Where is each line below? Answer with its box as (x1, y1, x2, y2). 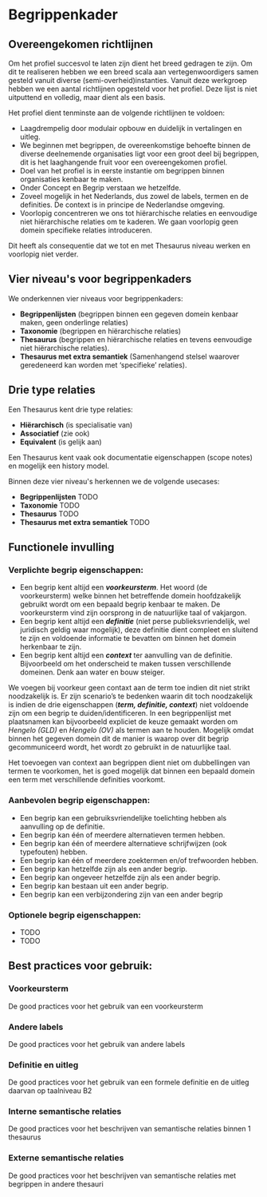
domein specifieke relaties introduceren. (19, 225, 153, 235)
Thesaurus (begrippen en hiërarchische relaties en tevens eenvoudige (19, 334, 253, 344)
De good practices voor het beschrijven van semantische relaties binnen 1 (8, 1124, 251, 1134)
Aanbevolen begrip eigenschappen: (8, 795, 151, 806)
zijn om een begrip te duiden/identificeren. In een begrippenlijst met (8, 709, 232, 718)
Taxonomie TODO (19, 500, 80, 510)
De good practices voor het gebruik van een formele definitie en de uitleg (8, 1077, 249, 1088)
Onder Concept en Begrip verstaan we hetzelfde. (19, 183, 182, 193)
